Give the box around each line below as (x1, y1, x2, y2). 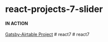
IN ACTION (5, 20, 28, 26)
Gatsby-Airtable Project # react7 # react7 (5, 31, 90, 37)
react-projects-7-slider (5, 3, 103, 15)
